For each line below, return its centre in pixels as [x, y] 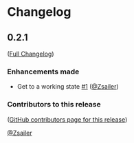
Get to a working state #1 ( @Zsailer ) [68, 87]
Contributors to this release [54, 104]
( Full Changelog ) [31, 54]
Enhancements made [43, 71]
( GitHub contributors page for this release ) [67, 119]
